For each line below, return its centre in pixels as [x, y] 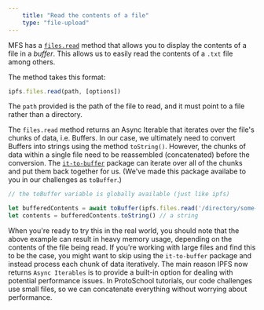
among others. [32, 62]
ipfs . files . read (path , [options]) [65, 91]
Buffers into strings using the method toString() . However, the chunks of [127, 147]
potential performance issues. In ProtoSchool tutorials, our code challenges [130, 281]
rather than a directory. [45, 115]
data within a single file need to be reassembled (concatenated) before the [129, 155]
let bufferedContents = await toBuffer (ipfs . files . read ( [103, 209]
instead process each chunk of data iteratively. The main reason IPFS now [128, 264]
